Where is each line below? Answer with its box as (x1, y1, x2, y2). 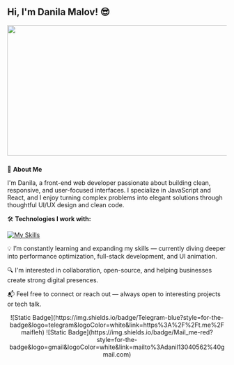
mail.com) (102, 350, 132, 358)
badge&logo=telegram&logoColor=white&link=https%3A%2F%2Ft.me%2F (9, 321, 225, 329)
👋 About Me (7, 165, 42, 173)
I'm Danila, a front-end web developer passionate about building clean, (7, 178, 211, 187)
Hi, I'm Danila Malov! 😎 (7, 6, 110, 18)
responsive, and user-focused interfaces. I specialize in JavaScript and (7, 186, 211, 194)
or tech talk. (7, 300, 42, 308)
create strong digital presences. (7, 275, 99, 284)
